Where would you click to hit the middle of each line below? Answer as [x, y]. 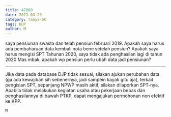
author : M [16, 29]
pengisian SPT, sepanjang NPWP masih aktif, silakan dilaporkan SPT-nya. [82, 85]
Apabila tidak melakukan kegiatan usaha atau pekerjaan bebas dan [75, 91]
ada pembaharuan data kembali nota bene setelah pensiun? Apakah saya [82, 49]
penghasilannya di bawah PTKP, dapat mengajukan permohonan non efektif [85, 96]
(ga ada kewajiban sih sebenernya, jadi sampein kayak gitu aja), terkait [79, 80]
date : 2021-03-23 [24, 15]
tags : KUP [16, 24]
